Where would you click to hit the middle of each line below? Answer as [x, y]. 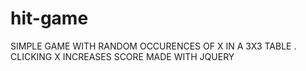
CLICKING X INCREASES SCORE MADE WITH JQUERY [122, 56]
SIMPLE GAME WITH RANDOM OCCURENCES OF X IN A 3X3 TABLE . [153, 46]
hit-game [49, 18]
